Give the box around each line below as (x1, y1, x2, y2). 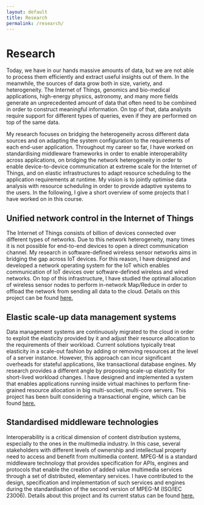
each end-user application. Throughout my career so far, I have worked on (6, 144, 194, 151)
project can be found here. (6, 294, 73, 302)
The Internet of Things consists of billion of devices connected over (6, 230, 177, 237)
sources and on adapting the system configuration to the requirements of (6, 137, 191, 144)
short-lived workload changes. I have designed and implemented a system (6, 373, 194, 380)
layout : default (6, 9, 47, 15)
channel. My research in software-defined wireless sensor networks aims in (6, 249, 197, 256)
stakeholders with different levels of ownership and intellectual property (6, 446, 187, 454)
